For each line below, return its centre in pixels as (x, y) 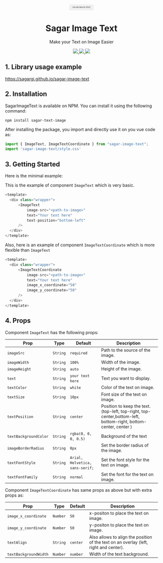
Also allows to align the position (121, 537)
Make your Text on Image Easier (81, 42)
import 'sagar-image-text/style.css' (43, 149)
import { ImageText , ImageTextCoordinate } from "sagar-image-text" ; (77, 144)
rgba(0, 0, (81, 434)
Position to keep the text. (126, 406)
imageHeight (19, 369)
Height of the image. (122, 369)
